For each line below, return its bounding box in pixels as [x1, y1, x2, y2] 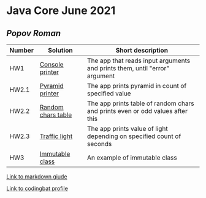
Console [39, 61, 64, 68]
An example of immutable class [86, 153, 177, 162]
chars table [39, 111, 72, 119]
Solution [48, 46, 73, 54]
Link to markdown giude [6, 173, 67, 180]
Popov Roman [6, 28, 61, 38]
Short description [115, 46, 169, 54]
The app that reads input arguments [86, 56, 191, 65]
